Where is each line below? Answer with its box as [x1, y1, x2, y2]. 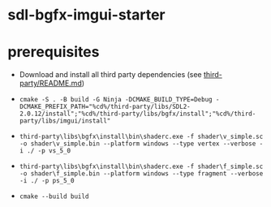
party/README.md [19, 79, 82, 88]
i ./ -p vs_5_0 [19, 147, 71, 155]
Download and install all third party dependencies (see [19, 70, 202, 80]
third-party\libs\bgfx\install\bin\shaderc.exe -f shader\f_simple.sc [19, 162, 264, 171]
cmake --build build [19, 192, 89, 201]
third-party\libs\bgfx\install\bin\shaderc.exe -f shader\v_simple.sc [19, 132, 264, 141]
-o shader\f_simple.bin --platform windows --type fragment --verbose [19, 170, 264, 178]
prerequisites [7, 43, 100, 62]
